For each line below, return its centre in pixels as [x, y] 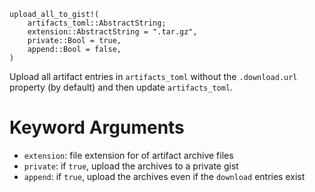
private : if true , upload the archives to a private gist [131, 166]
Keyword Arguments [97, 127]
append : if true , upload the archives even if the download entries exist [164, 176]
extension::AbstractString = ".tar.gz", [112, 32]
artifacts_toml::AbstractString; [97, 23]
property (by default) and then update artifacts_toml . [121, 87]
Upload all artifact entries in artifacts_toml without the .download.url [153, 76]
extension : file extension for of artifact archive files [128, 155]
